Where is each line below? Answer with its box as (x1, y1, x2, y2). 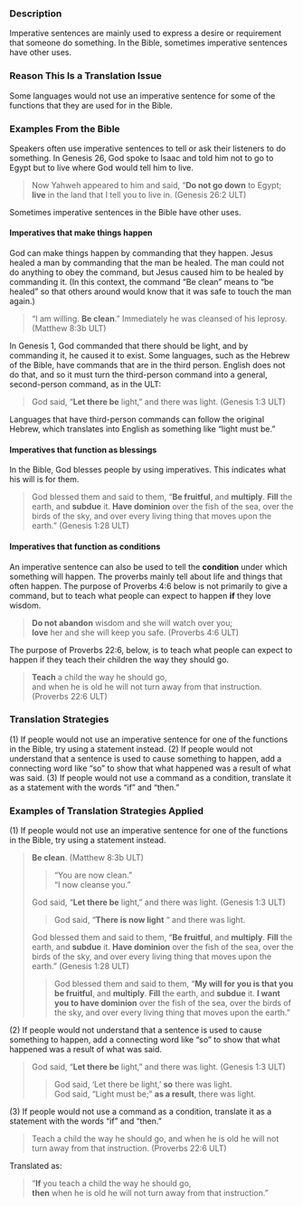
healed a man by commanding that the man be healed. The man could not (9, 257, 285, 269)
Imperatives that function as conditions (9, 541, 161, 552)
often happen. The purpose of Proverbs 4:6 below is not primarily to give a (9, 580, 288, 591)
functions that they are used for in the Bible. (9, 100, 174, 110)
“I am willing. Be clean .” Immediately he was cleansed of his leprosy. (31, 313, 288, 324)
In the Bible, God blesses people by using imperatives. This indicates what (9, 464, 287, 475)
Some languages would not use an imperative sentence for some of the (9, 90, 276, 101)
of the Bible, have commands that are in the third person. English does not (9, 360, 286, 371)
